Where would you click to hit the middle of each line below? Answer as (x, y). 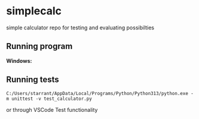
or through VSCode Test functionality (52, 109)
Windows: (19, 60)
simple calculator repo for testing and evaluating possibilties (80, 28)
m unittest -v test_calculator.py (49, 99)
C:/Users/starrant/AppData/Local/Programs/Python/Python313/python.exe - (100, 93)
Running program (39, 46)
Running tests (33, 80)
